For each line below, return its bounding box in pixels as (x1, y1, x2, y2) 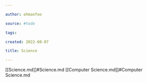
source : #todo (5, 21, 36, 26)
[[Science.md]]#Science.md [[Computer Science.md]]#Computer (5, 67, 143, 73)
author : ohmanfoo (5, 12, 42, 17)
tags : (5, 30, 17, 35)
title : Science (5, 49, 38, 54)
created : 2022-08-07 (5, 39, 49, 45)
